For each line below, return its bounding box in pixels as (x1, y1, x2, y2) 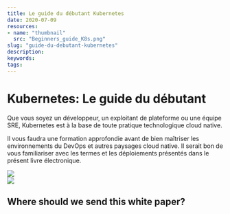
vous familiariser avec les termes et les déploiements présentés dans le (7, 149, 209, 157)
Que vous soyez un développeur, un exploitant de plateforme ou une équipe (7, 114, 222, 122)
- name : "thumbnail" (7, 29, 67, 36)
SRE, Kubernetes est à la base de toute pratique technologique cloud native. (7, 121, 222, 129)
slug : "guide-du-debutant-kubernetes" (7, 42, 118, 49)
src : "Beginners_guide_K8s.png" (13, 36, 106, 43)
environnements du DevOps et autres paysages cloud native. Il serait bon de (7, 142, 223, 150)
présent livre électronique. (7, 156, 82, 164)
